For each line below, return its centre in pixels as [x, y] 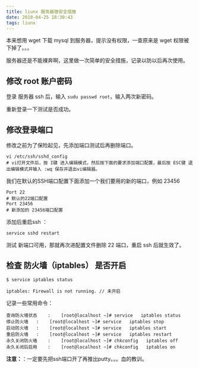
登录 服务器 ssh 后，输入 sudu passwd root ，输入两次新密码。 [82, 96]
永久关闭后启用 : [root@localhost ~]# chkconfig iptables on [91, 347]
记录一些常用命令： [30, 303]
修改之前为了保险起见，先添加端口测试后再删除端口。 [71, 145]
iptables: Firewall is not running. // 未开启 [63, 291]
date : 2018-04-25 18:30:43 [40, 17]
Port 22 [16, 192]
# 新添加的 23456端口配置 [35, 210]
